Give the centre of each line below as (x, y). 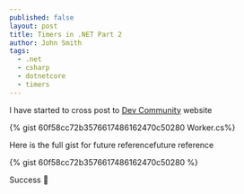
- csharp (34, 68)
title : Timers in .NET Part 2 (66, 34)
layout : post (34, 26)
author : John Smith (46, 43)
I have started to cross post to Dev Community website (111, 110)
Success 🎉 (29, 180)
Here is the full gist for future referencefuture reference (112, 145)
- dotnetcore (42, 76)
